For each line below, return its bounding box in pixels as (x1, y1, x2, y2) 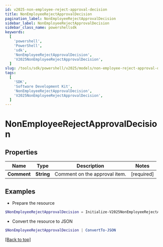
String (35, 171, 50, 177)
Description (77, 162, 104, 169)
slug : (5, 66, 16, 71)
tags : (5, 71, 16, 75)
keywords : (5, 30, 25, 35)
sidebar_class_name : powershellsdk (5, 25, 77, 30)
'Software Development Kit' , (14, 84, 73, 89)
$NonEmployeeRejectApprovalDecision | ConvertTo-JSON (5, 228, 116, 232)
